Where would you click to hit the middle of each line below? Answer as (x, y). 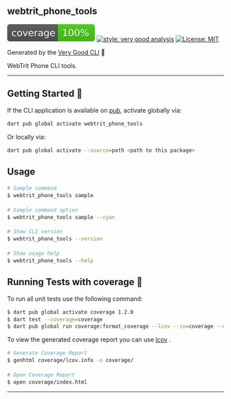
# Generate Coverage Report (47, 353)
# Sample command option (43, 210)
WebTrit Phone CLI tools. (42, 65)
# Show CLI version (35, 232)
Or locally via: (26, 137)
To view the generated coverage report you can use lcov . (89, 340)
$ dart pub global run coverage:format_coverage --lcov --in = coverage (110, 327)
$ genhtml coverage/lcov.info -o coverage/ (70, 361)
